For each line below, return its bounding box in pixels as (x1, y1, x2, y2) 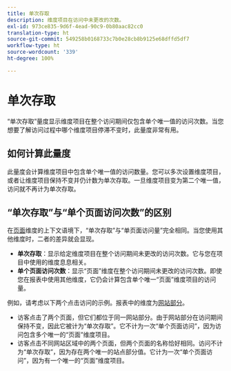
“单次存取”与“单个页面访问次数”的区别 (7, 206, 172, 218)
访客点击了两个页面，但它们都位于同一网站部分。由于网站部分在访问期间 (17, 313, 223, 321)
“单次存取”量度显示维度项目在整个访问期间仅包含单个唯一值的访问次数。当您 (7, 117, 224, 125)
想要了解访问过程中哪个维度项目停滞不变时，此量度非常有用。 (7, 126, 183, 134)
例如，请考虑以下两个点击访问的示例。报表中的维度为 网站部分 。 (7, 299, 188, 307)
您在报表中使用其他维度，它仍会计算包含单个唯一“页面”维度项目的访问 (17, 275, 217, 283)
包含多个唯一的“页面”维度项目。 (23, 330, 114, 339)
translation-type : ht (7, 29, 70, 37)
